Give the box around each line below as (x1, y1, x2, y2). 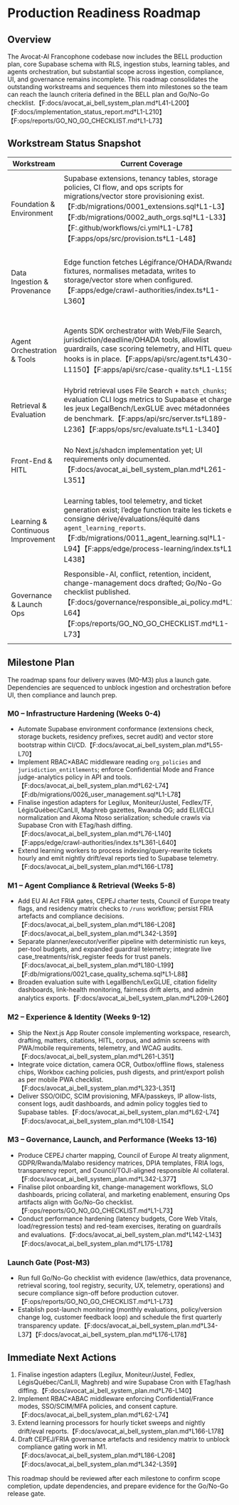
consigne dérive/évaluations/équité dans (63, 513, 201, 523)
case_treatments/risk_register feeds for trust (17, 952, 149, 961)
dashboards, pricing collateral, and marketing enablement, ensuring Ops (17, 1190, 230, 1198)
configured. (154, 274, 193, 284)
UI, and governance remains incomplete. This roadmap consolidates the (7, 75, 218, 83)
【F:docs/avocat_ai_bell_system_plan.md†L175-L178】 (17, 1239, 176, 1248)
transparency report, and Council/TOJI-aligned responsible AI (17, 1166, 199, 1174)
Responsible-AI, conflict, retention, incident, (63, 569, 212, 579)
